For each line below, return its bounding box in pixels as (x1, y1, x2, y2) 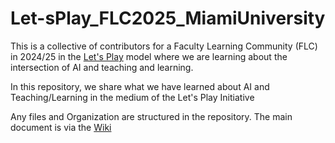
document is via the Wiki (10, 121, 112, 133)
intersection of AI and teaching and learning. (10, 61, 194, 73)
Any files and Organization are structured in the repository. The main (10, 110, 293, 122)
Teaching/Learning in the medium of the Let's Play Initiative (10, 91, 255, 103)
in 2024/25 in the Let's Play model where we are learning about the (10, 50, 288, 62)
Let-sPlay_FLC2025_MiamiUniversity (10, 7, 326, 30)
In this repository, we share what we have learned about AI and (10, 80, 270, 92)
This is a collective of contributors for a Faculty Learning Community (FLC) (10, 40, 318, 52)
